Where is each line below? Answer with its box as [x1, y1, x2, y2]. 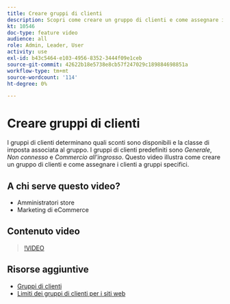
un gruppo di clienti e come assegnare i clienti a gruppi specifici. [7, 161, 190, 169]
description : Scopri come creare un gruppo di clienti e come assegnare [7, 16, 219, 23]
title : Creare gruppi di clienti [7, 10, 103, 17]
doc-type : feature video [7, 29, 78, 36]
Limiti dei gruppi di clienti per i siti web [16, 289, 126, 297]
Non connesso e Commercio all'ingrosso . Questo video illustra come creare [7, 153, 221, 161]
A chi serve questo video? [7, 180, 121, 192]
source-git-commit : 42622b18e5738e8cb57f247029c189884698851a [7, 61, 188, 68]
